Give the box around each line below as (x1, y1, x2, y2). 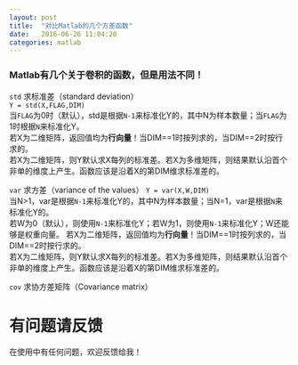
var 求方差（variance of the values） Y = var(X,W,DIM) (9, 184, 210, 195)
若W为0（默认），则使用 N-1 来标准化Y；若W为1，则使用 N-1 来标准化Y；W (9, 217, 274, 228)
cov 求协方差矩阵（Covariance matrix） (9, 281, 153, 292)
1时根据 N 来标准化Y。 (9, 121, 85, 132)
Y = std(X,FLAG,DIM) (9, 101, 86, 109)
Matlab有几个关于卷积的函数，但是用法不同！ (9, 69, 205, 81)
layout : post (9, 12, 58, 22)
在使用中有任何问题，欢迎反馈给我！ (9, 346, 142, 357)
